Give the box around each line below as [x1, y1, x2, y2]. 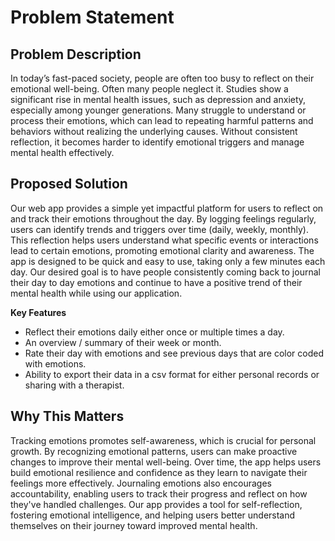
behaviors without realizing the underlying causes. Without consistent [10, 126, 298, 137]
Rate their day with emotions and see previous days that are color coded [24, 347, 325, 359]
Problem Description [10, 46, 142, 63]
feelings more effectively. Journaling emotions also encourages [10, 477, 272, 489]
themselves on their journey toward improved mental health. [10, 519, 258, 531]
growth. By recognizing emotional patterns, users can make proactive [10, 445, 298, 457]
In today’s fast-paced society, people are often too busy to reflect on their [10, 72, 315, 84]
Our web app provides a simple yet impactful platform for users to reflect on [10, 202, 324, 214]
